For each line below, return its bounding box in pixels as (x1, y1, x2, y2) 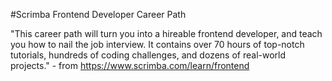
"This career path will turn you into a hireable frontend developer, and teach (10, 28, 323, 39)
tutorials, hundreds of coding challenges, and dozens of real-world (10, 49, 287, 61)
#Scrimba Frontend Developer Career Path (10, 9, 187, 20)
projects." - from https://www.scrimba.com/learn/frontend (10, 60, 250, 71)
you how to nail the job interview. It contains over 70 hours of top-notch (10, 39, 305, 50)
